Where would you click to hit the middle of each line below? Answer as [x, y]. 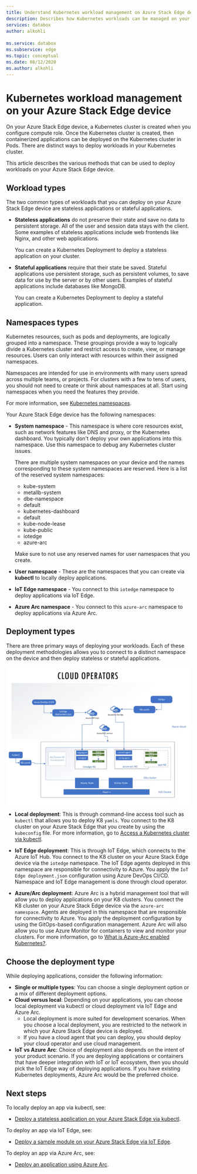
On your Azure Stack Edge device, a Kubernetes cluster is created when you [98, 127]
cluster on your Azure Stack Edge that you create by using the [90, 827]
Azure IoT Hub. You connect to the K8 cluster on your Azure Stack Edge [101, 857]
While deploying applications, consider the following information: [84, 976]
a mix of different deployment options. [61, 993]
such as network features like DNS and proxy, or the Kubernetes [92, 432]
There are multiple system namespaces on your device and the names [99, 462]
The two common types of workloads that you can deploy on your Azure [94, 202]
